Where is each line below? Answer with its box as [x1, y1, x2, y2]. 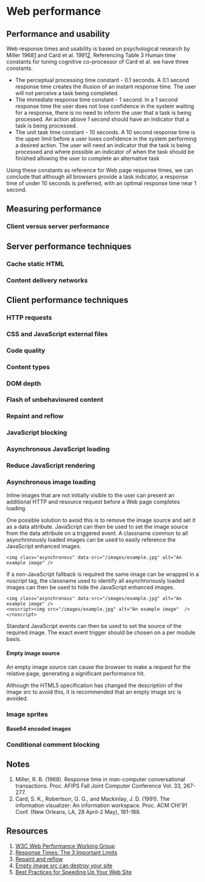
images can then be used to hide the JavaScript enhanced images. [6, 584, 175, 591]
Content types [6, 362, 50, 371]
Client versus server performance [6, 222, 110, 231]
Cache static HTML [6, 259, 65, 268]
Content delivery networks [6, 276, 88, 285]
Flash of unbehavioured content [6, 396, 104, 404]
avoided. [6, 694, 29, 702]
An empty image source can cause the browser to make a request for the [6, 663, 191, 670]
